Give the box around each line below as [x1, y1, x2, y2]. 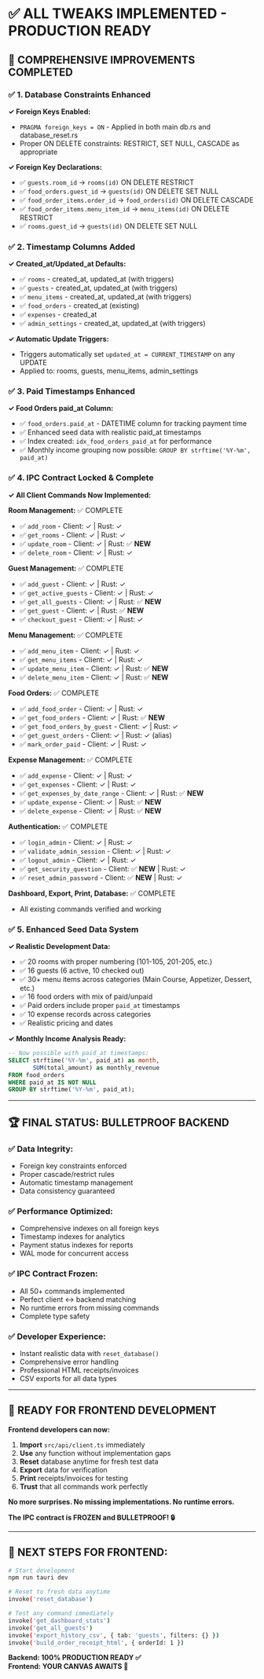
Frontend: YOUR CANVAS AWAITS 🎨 [8, 1662, 129, 1671]
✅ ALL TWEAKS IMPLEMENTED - [8, 5, 228, 23]
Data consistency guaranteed [19, 1186, 115, 1195]
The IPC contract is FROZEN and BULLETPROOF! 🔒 [8, 1512, 175, 1522]
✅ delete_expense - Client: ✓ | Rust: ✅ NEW [19, 806, 162, 816]
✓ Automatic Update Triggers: [8, 335, 109, 344]
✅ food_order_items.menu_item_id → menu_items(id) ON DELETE [19, 203, 230, 213]
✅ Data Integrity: [8, 1143, 73, 1154]
